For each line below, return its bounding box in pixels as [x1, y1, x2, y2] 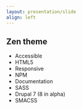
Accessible [14, 52, 42, 60]
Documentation [14, 78, 53, 85]
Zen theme [6, 37, 48, 47]
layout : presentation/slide [6, 8, 77, 15]
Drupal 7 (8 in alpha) [14, 90, 66, 98]
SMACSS [14, 97, 38, 104]
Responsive [14, 65, 44, 72]
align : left [6, 14, 36, 20]
